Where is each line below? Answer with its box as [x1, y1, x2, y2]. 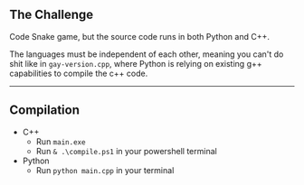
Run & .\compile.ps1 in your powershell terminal [35, 145, 217, 156]
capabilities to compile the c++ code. [9, 68, 148, 79]
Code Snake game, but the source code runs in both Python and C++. [9, 31, 270, 42]
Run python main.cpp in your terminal [35, 164, 175, 175]
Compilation [9, 103, 80, 118]
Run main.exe [35, 135, 86, 147]
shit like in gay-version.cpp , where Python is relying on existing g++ [9, 58, 262, 69]
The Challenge [9, 7, 94, 23]
